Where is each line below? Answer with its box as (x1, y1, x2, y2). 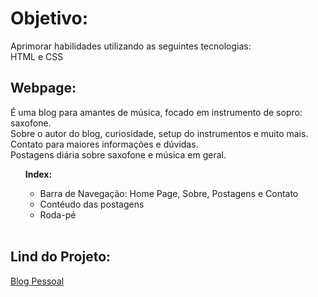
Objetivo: (10, 7, 89, 30)
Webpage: (10, 80, 77, 97)
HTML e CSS (10, 50, 64, 62)
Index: (24, 168, 53, 180)
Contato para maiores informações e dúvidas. (10, 138, 199, 150)
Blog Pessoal (10, 275, 65, 287)
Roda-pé (39, 208, 77, 221)
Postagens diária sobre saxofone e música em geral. (10, 148, 227, 161)
